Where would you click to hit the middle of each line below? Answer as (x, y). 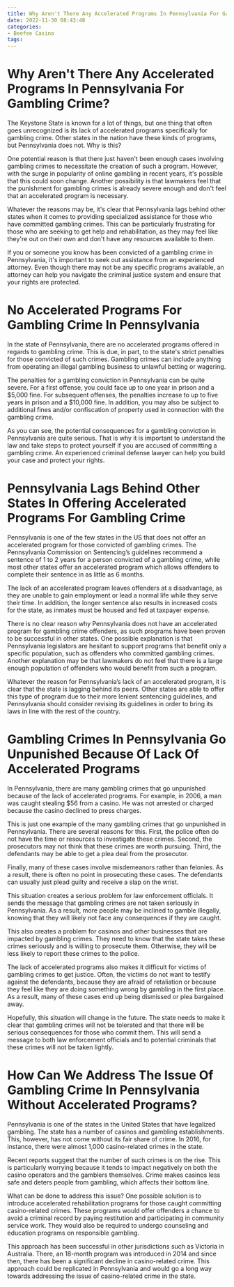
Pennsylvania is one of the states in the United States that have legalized (111, 1124)
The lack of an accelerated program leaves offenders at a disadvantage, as (115, 588)
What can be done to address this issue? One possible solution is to (104, 1196)
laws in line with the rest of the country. (64, 711)
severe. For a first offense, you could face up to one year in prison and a (111, 387)
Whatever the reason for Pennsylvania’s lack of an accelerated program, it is (117, 681)
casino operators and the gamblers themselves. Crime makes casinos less (114, 1175)
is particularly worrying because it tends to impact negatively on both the (112, 1167)
